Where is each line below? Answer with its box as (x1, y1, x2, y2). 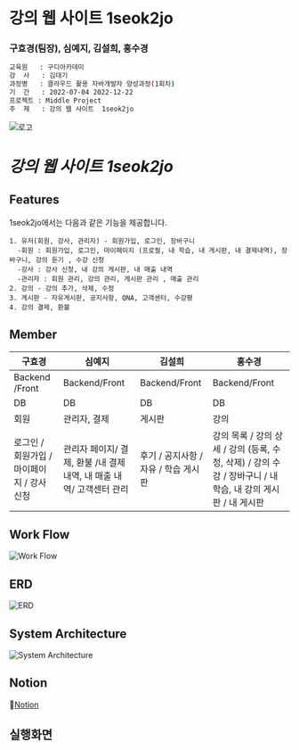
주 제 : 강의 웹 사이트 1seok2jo (9, 104, 134, 113)
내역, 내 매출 (62, 469, 112, 482)
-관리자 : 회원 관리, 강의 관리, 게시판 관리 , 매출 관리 (17, 274, 199, 284)
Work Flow (9, 527, 70, 542)
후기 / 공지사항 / (139, 449, 203, 462)
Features (9, 193, 60, 208)
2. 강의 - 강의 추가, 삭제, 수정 (9, 284, 115, 293)
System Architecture (9, 626, 127, 641)
